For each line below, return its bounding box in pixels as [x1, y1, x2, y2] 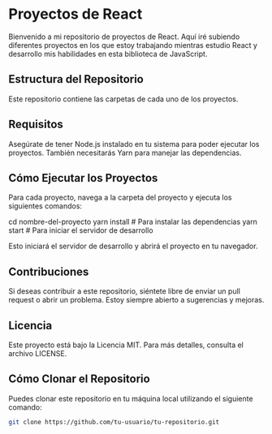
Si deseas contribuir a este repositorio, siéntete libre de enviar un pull [8, 286, 241, 296]
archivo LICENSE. [8, 349, 67, 358]
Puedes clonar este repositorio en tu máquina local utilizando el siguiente [8, 393, 253, 403]
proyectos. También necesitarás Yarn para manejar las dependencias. [8, 148, 242, 157]
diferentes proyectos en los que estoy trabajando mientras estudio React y [8, 40, 258, 49]
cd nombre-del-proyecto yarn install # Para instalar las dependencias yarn [8, 217, 258, 227]
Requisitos [8, 118, 63, 131]
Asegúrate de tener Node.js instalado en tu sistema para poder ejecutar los [8, 139, 260, 148]
